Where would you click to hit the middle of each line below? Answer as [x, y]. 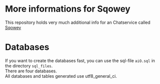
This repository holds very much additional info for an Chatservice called [78, 22]
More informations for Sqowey [68, 9]
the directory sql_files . [29, 66]
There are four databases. [31, 71]
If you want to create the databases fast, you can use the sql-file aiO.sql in [80, 60]
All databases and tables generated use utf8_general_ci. [61, 76]
